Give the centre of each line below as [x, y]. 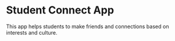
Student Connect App [60, 10]
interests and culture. [32, 32]
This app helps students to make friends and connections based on [87, 26]
